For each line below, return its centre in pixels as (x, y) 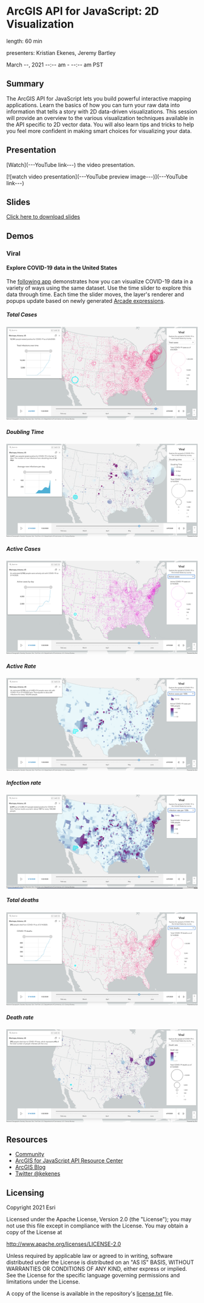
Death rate (20, 1017)
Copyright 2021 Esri (31, 1207)
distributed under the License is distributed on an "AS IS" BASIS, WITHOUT (100, 1262)
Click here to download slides (43, 217)
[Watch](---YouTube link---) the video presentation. (71, 165)
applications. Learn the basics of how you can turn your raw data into (93, 105)
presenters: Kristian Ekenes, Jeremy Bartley (61, 52)
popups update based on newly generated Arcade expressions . (86, 300)
